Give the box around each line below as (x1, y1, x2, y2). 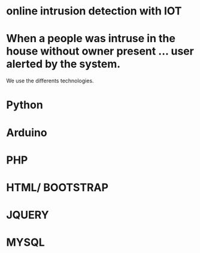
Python (6, 98, 43, 112)
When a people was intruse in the (6, 32, 175, 46)
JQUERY (6, 209, 49, 222)
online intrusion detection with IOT (6, 4, 182, 18)
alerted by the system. (6, 57, 121, 71)
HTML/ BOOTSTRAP (6, 180, 109, 194)
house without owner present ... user (6, 44, 195, 58)
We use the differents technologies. (6, 77, 94, 85)
